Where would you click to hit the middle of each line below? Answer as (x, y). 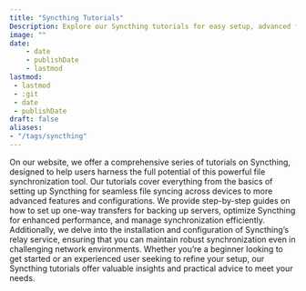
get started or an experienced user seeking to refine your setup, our (137, 258)
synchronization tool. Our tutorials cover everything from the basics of (141, 181)
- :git (26, 94)
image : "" (28, 35)
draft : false (34, 119)
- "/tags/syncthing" (49, 136)
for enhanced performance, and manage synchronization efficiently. (138, 220)
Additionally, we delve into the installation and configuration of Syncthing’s (149, 229)
